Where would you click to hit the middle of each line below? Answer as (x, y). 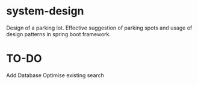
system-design (45, 11)
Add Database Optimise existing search (55, 75)
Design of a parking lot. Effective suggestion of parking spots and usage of (99, 28)
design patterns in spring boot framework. (59, 34)
